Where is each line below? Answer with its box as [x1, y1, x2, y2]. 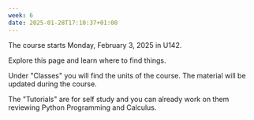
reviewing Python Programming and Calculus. [8, 103, 157, 112]
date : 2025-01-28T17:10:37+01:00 [8, 19, 118, 27]
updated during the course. [8, 79, 97, 89]
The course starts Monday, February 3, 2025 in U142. [8, 40, 182, 49]
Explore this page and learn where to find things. [8, 56, 166, 65]
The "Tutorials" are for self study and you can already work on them [8, 94, 230, 104]
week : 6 [8, 11, 34, 20]
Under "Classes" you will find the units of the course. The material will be [8, 71, 246, 80]
